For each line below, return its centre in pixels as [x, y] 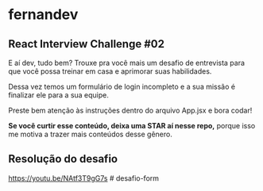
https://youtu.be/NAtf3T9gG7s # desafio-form [84, 178]
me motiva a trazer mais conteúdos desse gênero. [90, 134]
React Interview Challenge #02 [87, 44]
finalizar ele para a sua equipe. [59, 95]
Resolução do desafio [63, 159]
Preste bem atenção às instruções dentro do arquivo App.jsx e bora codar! [130, 110]
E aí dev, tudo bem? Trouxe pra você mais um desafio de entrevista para [126, 63]
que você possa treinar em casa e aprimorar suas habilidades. [110, 71]
